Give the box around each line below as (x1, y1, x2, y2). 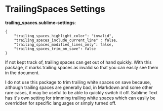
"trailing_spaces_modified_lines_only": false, (14, 42, 114, 47)
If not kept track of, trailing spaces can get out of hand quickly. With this (5, 59, 152, 65)
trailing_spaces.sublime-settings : (5, 20, 76, 26)
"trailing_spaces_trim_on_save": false (14, 46, 96, 51)
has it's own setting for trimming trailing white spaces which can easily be (5, 95, 156, 101)
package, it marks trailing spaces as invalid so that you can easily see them (5, 64, 159, 70)
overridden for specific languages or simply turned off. (5, 100, 117, 106)
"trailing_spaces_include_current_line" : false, (14, 38, 119, 43)
